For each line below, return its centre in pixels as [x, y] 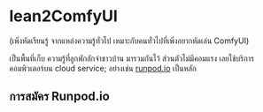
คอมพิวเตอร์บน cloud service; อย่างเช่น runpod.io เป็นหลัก [103, 68]
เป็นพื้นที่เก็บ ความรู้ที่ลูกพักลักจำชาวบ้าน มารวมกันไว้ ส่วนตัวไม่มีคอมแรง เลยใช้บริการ [132, 58]
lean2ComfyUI [63, 16]
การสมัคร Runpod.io [60, 97]
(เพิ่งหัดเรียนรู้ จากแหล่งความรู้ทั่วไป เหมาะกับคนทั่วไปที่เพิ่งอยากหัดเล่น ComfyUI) [129, 41]
